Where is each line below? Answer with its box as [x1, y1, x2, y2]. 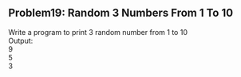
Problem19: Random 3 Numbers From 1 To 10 [8, 6, 234, 20]
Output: [8, 36, 34, 45]
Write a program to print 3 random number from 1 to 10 [8, 27, 188, 37]
